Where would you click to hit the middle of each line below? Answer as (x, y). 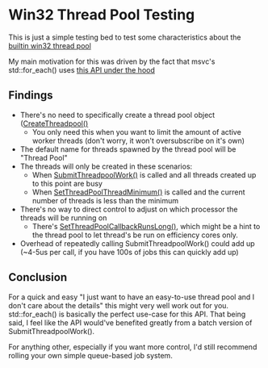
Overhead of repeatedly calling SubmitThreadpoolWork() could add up (138, 243)
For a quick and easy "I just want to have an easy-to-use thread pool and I (132, 297)
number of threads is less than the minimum (105, 200)
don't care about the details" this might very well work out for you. (118, 305)
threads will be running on (63, 217)
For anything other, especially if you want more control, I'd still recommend (133, 347)
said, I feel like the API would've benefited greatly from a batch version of (130, 322)
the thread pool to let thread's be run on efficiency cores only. (135, 235)
